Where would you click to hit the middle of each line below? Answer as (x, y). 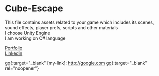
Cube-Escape (34, 9)
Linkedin (14, 53)
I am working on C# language (35, 38)
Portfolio (14, 48)
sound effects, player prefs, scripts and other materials (62, 27)
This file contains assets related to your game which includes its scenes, (80, 22)
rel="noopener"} (22, 68)
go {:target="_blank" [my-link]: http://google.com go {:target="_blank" (76, 63)
